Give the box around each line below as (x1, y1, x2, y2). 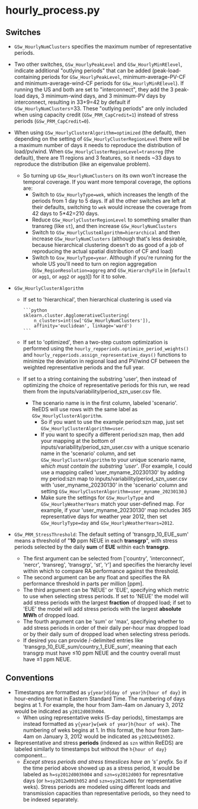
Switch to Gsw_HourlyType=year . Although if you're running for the (31, 254, 191, 261)
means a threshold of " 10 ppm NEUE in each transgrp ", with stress (14, 537, 178, 544)
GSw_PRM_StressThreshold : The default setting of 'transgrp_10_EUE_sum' (14, 531, 189, 538)
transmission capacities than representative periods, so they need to (23, 789, 191, 797)
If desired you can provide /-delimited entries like (23, 637, 143, 644)
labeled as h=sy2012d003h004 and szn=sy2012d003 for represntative (23, 770, 184, 778)
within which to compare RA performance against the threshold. (23, 567, 180, 575)
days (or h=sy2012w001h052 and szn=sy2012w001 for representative (23, 777, 182, 784)
